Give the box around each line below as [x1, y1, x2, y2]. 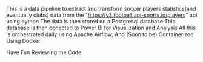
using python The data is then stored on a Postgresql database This [6, 18, 176, 25]
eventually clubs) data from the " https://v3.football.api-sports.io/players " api [6, 11, 198, 19]
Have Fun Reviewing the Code [6, 49, 82, 56]
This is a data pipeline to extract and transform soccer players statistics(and [6, 5, 196, 12]
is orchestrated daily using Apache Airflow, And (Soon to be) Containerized [6, 31, 194, 38]
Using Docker [6, 37, 41, 44]
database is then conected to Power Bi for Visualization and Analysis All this [6, 24, 196, 31]
